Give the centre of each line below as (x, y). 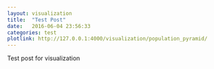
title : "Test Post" (37, 20)
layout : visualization (40, 13)
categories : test (32, 32)
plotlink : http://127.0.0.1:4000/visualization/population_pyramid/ (107, 39)
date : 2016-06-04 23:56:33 (49, 26)
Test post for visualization (44, 58)
